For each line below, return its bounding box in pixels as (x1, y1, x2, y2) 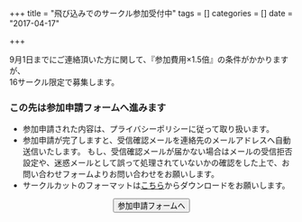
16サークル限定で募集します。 (9, 77, 120, 88)
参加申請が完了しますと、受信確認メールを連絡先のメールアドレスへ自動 (22, 134, 291, 146)
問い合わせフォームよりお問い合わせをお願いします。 (22, 169, 219, 180)
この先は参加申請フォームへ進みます (9, 101, 167, 114)
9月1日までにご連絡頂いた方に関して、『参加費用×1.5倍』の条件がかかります (9, 54, 289, 65)
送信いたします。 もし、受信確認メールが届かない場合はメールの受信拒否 (22, 146, 293, 157)
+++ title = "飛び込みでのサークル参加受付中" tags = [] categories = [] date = (9, 8, 293, 18)
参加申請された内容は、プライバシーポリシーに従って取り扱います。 (22, 124, 275, 134)
